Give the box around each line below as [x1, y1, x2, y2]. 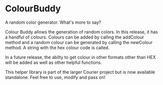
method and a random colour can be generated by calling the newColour [5, 39, 153, 45]
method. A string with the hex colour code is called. [5, 44, 110, 50]
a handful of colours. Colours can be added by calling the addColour [5, 34, 144, 40]
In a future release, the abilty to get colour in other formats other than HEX [5, 54, 156, 60]
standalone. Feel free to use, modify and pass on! [5, 74, 106, 80]
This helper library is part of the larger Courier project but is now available [5, 69, 155, 75]
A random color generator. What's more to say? [5, 19, 101, 25]
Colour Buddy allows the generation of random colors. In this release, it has [5, 29, 158, 35]
